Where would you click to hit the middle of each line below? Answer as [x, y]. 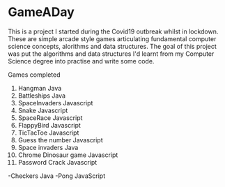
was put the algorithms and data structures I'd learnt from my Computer [111, 54]
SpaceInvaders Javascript [55, 103]
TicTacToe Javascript [48, 133]
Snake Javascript [43, 110]
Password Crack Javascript [57, 162]
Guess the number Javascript [60, 140]
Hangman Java [40, 88]
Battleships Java [41, 96]
